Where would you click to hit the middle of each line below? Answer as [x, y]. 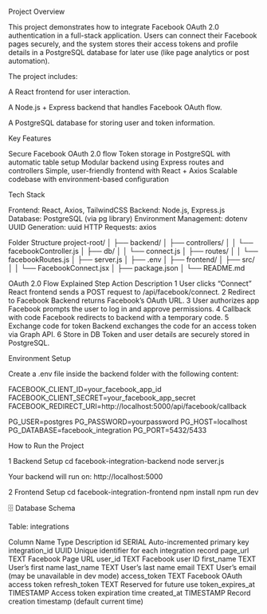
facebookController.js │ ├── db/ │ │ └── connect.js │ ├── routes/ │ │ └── [133, 251]
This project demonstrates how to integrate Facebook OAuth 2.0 [114, 27]
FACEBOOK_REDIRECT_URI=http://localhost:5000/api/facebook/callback [128, 406]
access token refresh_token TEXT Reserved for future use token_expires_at [132, 584]
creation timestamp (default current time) [76, 601]
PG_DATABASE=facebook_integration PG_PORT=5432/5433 [108, 430]
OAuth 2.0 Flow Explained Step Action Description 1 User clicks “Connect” [130, 283]
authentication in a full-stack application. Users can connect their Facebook [133, 36]
